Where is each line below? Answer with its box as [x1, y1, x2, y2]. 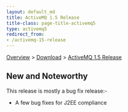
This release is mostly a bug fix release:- [6, 87, 107, 94]
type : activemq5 [6, 25, 47, 32]
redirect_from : [6, 31, 45, 38]
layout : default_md [6, 8, 56, 15]
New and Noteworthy [6, 71, 88, 82]
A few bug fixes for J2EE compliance [14, 99, 107, 106]
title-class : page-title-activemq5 [6, 20, 96, 26]
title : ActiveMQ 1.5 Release [6, 15, 80, 21]
